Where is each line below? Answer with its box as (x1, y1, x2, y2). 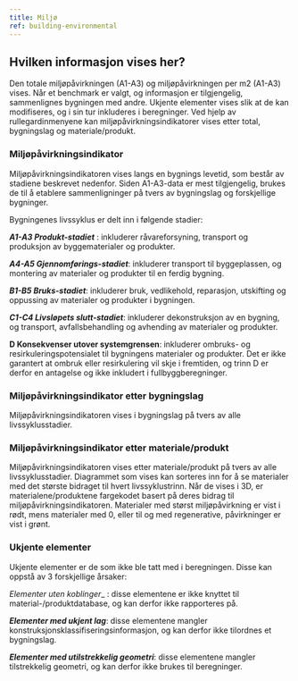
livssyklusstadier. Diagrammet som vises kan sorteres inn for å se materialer (9, 471, 289, 483)
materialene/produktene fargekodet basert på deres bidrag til (9, 491, 235, 501)
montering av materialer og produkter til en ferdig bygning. (9, 267, 225, 278)
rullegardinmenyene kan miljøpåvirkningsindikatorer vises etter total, (9, 116, 261, 127)
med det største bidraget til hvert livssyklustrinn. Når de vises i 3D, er (9, 481, 263, 492)
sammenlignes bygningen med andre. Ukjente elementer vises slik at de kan (9, 97, 290, 108)
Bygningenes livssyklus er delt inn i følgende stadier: (9, 214, 203, 224)
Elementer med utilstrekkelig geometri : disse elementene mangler (9, 652, 256, 662)
